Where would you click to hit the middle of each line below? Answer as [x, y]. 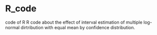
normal [12, 27]
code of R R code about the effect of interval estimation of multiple [74, 22]
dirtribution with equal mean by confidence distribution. [78, 27]
